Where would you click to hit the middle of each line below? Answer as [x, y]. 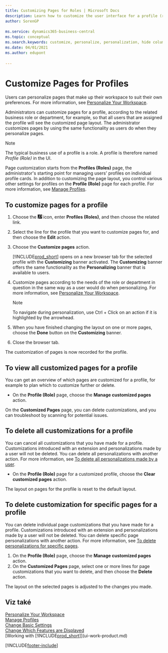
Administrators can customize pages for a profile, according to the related [81, 112]
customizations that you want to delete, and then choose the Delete [82, 571]
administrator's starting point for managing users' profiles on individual [78, 173]
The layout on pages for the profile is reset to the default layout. [71, 489]
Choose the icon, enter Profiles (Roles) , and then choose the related [86, 217]
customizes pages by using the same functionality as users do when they [81, 128]
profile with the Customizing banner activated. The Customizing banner [87, 262]
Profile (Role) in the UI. [28, 158]
